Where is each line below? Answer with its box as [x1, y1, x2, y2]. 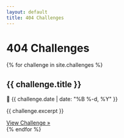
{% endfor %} [6, 126, 42, 133]
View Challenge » [6, 119, 51, 126]
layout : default [6, 9, 48, 15]
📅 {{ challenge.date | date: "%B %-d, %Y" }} [6, 96, 118, 103]
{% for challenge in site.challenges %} [6, 61, 103, 69]
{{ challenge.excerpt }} [6, 107, 64, 115]
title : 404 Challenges [6, 15, 64, 21]
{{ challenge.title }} [6, 79, 82, 90]
